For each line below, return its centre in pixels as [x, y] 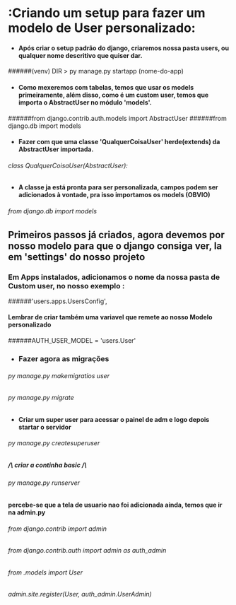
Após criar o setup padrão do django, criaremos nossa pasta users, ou [123, 48]
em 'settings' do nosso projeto [77, 257]
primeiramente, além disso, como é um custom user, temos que [113, 95]
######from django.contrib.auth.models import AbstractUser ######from [117, 118]
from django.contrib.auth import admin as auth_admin [87, 551]
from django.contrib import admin [58, 529]
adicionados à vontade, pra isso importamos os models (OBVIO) [114, 195]
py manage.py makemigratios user [59, 375]
